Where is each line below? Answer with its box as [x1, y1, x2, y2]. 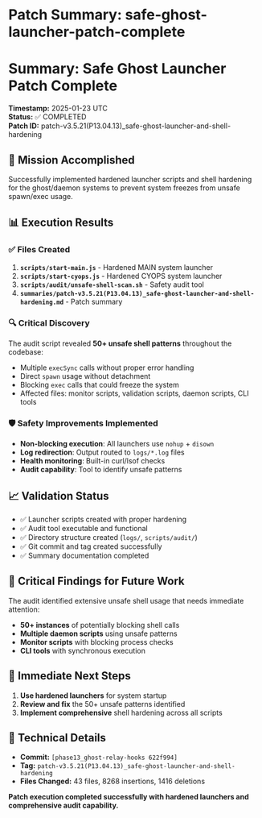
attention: [8, 604, 40, 614]
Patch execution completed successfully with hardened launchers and [8, 792, 249, 802]
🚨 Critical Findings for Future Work [8, 575, 185, 588]
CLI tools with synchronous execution [19, 646, 146, 655]
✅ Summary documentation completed [19, 550, 149, 561]
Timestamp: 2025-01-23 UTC [8, 103, 108, 114]
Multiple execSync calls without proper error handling [19, 363, 194, 372]
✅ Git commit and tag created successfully [19, 542, 162, 551]
